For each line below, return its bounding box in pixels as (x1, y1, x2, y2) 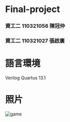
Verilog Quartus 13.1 (5, 75, 46, 81)
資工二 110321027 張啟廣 (5, 37, 65, 44)
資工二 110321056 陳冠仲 (5, 23, 65, 30)
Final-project (5, 4, 60, 15)
